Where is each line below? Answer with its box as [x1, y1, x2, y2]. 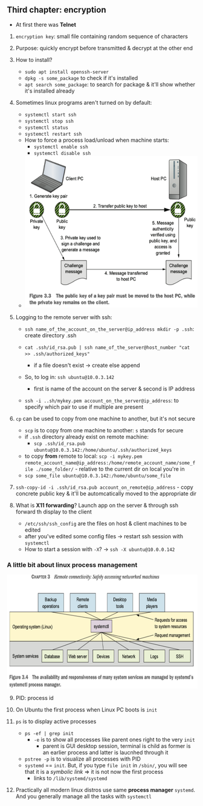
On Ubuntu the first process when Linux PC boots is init [15, 706, 158, 713]
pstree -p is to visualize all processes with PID [24, 755, 141, 762]
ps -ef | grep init [24, 731, 74, 737]
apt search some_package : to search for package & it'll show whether [24, 81, 196, 88]
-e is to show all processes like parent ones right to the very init [33, 736, 195, 744]
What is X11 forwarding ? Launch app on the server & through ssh [15, 501, 179, 509]
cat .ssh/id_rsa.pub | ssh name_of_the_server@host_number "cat [24, 345, 190, 351]
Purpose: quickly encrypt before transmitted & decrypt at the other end [15, 44, 193, 51]
